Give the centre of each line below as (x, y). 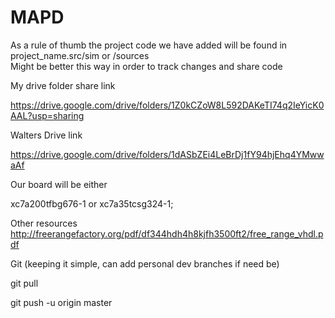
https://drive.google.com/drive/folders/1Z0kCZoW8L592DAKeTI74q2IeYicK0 (167, 105)
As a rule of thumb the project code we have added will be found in (149, 45)
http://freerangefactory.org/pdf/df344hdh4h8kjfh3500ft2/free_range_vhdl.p (167, 233)
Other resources (44, 223)
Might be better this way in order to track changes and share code (146, 66)
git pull (24, 283)
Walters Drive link (46, 135)
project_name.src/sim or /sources (80, 55)
